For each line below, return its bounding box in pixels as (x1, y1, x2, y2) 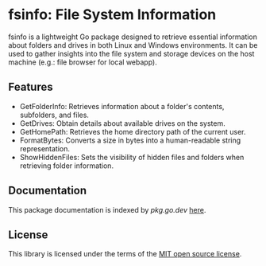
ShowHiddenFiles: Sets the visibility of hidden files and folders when (19, 152, 245, 162)
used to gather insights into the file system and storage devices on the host (8, 49, 255, 58)
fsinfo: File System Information (8, 6, 217, 24)
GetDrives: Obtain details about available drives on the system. (19, 118, 226, 128)
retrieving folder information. (19, 161, 114, 170)
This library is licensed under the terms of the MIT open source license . (8, 249, 242, 259)
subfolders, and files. (19, 110, 90, 119)
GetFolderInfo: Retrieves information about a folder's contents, (19, 101, 225, 111)
